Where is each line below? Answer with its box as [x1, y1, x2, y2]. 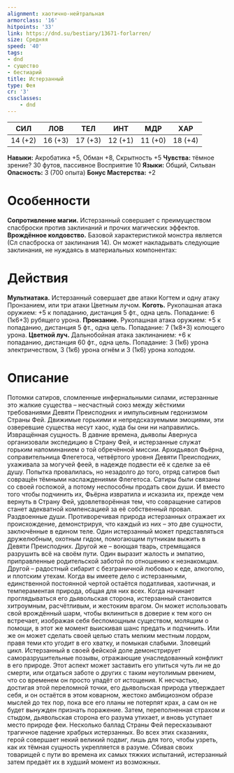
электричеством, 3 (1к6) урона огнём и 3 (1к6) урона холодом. [7, 345, 196, 354]
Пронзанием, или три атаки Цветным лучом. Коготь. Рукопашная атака [7, 300, 222, 309]
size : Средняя [7, 36, 49, 43]
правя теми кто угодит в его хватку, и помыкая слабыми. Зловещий [7, 639, 211, 647]
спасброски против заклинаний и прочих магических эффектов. [7, 223, 200, 232]
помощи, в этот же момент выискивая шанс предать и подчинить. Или [7, 624, 220, 632]
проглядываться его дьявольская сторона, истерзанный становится [7, 594, 212, 602]
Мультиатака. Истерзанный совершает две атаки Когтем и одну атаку [7, 293, 220, 302]
